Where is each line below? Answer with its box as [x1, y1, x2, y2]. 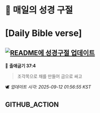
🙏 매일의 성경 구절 [5, 4, 73, 16]
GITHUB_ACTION [5, 100, 59, 109]
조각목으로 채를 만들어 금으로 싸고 [17, 73, 83, 80]
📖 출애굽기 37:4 [5, 63, 36, 69]
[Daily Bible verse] [5, 28, 82, 39]
